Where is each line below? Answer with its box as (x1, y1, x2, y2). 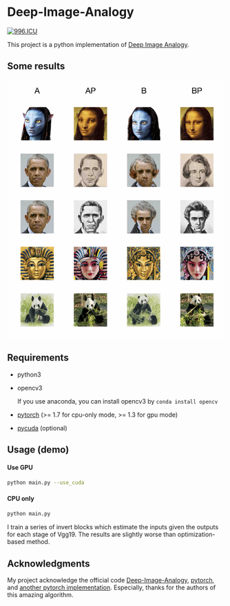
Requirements (7, 352, 69, 363)
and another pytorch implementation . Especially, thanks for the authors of (7, 583, 216, 591)
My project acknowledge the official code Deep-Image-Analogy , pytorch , (7, 576, 215, 585)
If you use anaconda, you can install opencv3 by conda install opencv (17, 397, 218, 405)
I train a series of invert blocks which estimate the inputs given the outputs (7, 523, 219, 531)
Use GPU (7, 463, 33, 471)
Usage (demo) (7, 444, 70, 456)
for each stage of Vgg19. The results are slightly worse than (7, 530, 176, 539)
